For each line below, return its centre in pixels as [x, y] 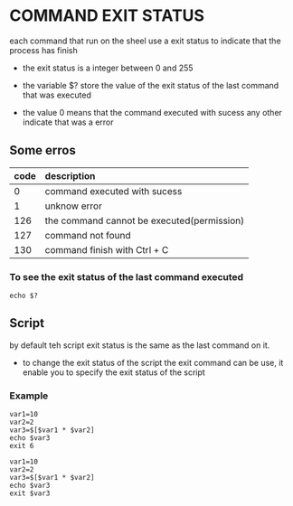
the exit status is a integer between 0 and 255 [108, 68]
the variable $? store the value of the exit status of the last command [151, 85]
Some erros [43, 150]
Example [29, 396]
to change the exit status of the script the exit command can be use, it [153, 362]
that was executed [57, 95]
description [70, 175]
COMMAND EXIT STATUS [107, 16]
